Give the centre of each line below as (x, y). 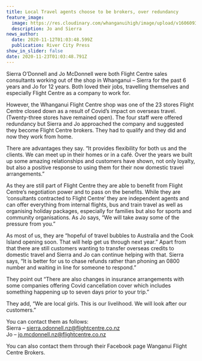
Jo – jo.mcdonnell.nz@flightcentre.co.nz (56, 334)
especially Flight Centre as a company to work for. (69, 93)
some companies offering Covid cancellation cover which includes (89, 285)
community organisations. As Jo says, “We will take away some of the (93, 217)
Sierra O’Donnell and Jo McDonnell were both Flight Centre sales (87, 73)
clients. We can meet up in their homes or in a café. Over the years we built (99, 155)
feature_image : (25, 17)
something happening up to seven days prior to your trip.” (78, 292)
